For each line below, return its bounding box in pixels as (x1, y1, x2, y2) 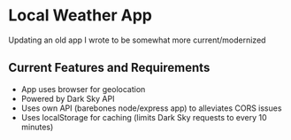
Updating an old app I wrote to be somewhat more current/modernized (8, 35, 266, 45)
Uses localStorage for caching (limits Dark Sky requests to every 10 (20, 112, 267, 122)
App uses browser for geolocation (20, 83, 146, 94)
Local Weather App (8, 5, 152, 26)
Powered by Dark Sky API (20, 93, 115, 104)
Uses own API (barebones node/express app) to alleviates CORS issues (20, 103, 282, 113)
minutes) (20, 121, 54, 132)
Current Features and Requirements (8, 60, 211, 75)
